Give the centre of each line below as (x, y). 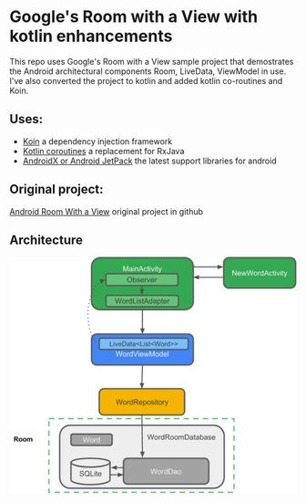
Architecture (46, 240)
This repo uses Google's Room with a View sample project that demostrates (152, 61)
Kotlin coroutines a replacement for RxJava (103, 151)
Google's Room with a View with (133, 17)
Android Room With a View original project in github (106, 211)
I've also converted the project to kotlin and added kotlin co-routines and (146, 80)
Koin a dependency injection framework (97, 141)
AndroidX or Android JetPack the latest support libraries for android (149, 161)
